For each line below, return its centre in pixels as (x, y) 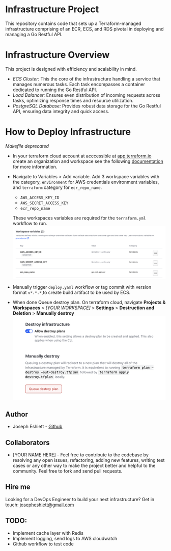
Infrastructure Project (52, 9)
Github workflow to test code (43, 544)
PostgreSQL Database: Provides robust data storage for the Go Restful (87, 106)
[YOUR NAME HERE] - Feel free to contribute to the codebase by (81, 455)
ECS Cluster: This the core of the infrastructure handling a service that (86, 79)
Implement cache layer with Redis (48, 533)
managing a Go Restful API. (34, 34)
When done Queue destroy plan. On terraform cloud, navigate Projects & (89, 302)
